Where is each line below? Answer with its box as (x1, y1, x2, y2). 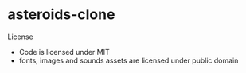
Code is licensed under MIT (18, 47, 111, 56)
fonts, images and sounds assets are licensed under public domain (18, 56, 239, 65)
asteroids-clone (7, 6, 115, 24)
